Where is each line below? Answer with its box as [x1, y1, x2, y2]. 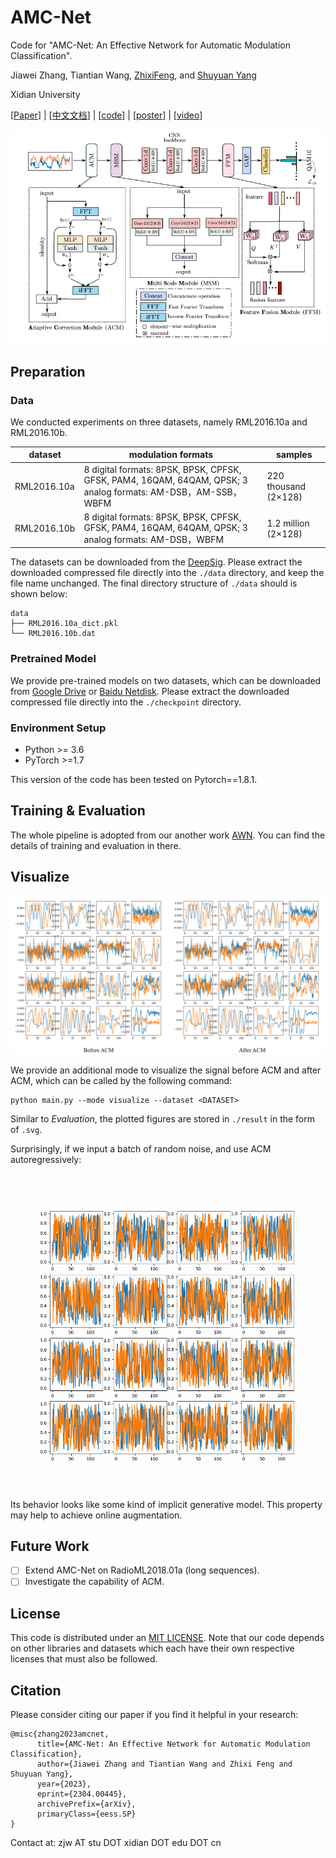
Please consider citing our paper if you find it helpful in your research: [10, 1709, 299, 1721]
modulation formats [128, 449, 214, 461]
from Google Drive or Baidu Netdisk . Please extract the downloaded [10, 685, 290, 697]
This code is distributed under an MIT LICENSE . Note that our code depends [10, 1632, 325, 1644]
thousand [266, 480, 307, 492]
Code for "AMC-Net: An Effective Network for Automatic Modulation [10, 39, 291, 51]
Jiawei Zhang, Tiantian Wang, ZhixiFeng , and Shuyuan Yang [10, 69, 257, 81]
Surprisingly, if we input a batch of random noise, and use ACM [10, 1142, 272, 1155]
